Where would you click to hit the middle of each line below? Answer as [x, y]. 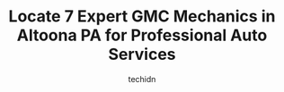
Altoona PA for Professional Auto [142, 35]
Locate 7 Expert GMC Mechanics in [142, 17]
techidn [142, 79]
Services [142, 54]
